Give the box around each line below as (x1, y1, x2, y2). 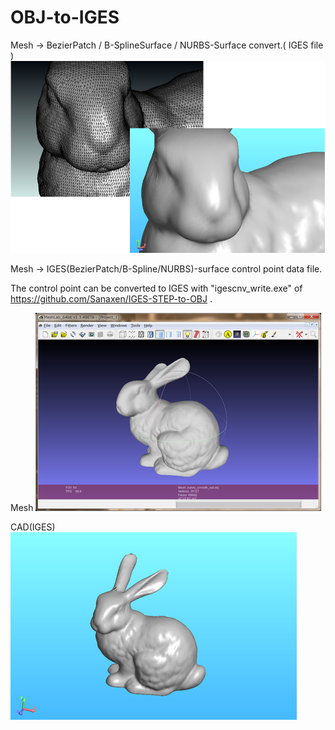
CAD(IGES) (10, 521, 56, 533)
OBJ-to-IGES (10, 6, 120, 29)
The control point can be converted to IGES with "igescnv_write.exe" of (10, 282, 303, 294)
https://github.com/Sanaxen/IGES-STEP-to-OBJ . (10, 292, 213, 305)
